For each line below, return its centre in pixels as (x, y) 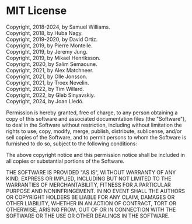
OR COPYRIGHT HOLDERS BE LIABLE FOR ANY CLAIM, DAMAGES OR (90, 197)
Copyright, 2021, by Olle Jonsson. (47, 76)
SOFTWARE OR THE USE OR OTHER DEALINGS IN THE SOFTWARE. (88, 216)
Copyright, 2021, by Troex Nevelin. (48, 82)
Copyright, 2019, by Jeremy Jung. (47, 51)
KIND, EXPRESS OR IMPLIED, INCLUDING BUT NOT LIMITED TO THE (89, 178)
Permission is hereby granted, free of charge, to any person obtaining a (92, 113)
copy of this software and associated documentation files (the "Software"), (96, 118)
